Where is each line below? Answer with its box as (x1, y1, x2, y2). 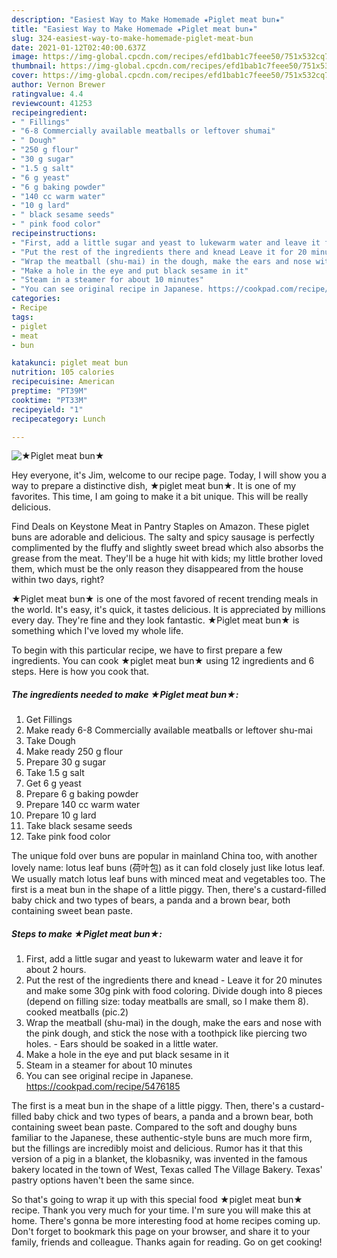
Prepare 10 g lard (25, 809, 97, 821)
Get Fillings (25, 714, 73, 726)
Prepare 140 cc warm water (25, 799, 141, 811)
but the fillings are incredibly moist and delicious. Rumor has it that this (11, 1142, 303, 1155)
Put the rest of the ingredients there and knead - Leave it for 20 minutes (25, 974, 323, 986)
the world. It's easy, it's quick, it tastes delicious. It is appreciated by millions (11, 604, 326, 616)
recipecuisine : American (11, 377, 115, 387)
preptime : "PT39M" (11, 386, 88, 396)
